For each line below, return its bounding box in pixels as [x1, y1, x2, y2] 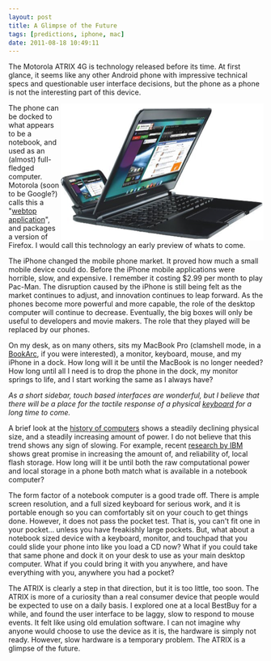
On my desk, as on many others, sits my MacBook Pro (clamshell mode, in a [8, 340, 261, 351]
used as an [8, 146, 45, 156]
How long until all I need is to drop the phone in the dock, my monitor [8, 366, 239, 376]
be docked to [8, 112, 53, 121]
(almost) [8, 154, 36, 165]
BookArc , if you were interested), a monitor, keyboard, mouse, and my [8, 349, 242, 359]
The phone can [8, 103, 59, 113]
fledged [8, 163, 35, 173]
